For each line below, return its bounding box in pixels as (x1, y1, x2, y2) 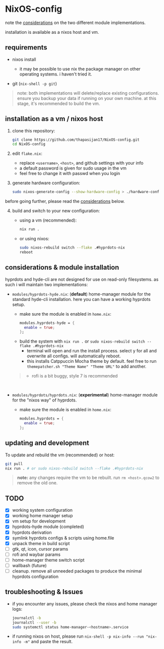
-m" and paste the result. (23, 639, 73, 645)
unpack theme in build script (12, 540, 70, 546)
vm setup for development (12, 518, 66, 524)
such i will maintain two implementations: (5, 281, 88, 287)
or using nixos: (19, 236, 49, 242)
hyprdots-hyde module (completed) (12, 524, 84, 530)
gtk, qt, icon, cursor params (12, 546, 69, 552)
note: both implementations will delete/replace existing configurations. (17, 90, 159, 96)
